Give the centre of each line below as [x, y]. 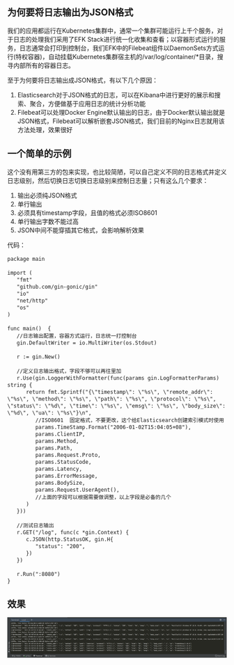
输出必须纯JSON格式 [47, 195]
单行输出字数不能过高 [48, 221]
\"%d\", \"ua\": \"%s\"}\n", [49, 412]
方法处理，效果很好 [45, 129]
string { [20, 385]
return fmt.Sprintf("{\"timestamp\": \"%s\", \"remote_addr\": [119, 392]
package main [26, 259]
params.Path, [54, 448]
